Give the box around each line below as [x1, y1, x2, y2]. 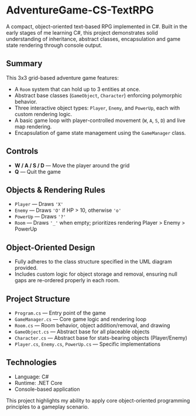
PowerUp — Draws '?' [14, 213, 66, 220]
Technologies [6, 357, 57, 367]
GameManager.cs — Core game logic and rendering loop [14, 316, 147, 323]
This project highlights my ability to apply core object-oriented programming [6, 397, 190, 404]
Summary [6, 59, 43, 69]
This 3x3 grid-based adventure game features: [6, 74, 119, 81]
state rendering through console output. [6, 42, 102, 49]
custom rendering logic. [14, 110, 73, 117]
